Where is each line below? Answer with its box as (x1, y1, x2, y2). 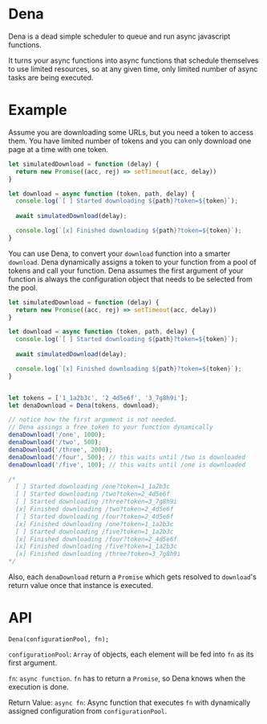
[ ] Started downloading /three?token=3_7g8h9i (15, 498, 178, 506)
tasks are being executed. (8, 72, 94, 82)
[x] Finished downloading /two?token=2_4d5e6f (15, 505, 174, 513)
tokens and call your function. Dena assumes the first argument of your (8, 265, 244, 275)
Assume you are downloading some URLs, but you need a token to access (8, 127, 254, 137)
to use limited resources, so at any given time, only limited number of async (8, 64, 258, 73)
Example (8, 101, 67, 119)
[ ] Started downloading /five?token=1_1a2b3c (15, 528, 174, 536)
